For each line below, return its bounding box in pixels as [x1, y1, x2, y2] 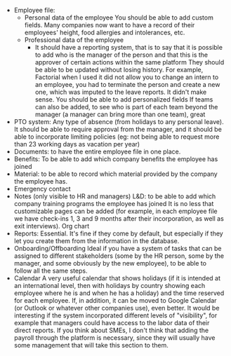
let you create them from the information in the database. [13, 237, 180, 245]
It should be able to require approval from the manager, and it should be [13, 125, 223, 133]
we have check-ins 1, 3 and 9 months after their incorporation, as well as [13, 214, 225, 223]
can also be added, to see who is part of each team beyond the [34, 103, 218, 111]
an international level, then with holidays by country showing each [13, 282, 206, 289]
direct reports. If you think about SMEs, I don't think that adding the [13, 326, 209, 334]
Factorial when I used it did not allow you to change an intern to [34, 73, 219, 81]
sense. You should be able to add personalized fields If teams [34, 95, 213, 104]
